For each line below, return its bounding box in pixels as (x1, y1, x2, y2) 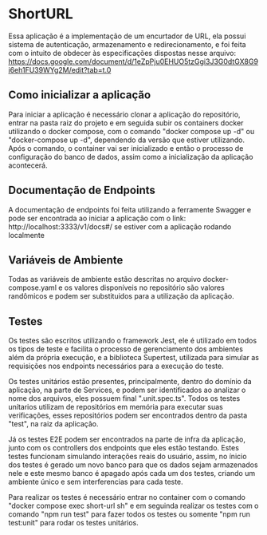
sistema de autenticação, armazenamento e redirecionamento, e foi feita (8, 39, 246, 49)
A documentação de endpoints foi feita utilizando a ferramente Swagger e (8, 204, 252, 214)
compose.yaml (8, 283, 57, 292)
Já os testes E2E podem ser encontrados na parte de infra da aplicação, (8, 434, 245, 444)
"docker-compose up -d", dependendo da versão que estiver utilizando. (8, 135, 245, 145)
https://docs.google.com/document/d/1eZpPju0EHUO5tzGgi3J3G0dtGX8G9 (8, 57, 259, 66)
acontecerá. (8, 160, 48, 170)
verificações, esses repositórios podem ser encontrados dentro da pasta (8, 410, 248, 420)
